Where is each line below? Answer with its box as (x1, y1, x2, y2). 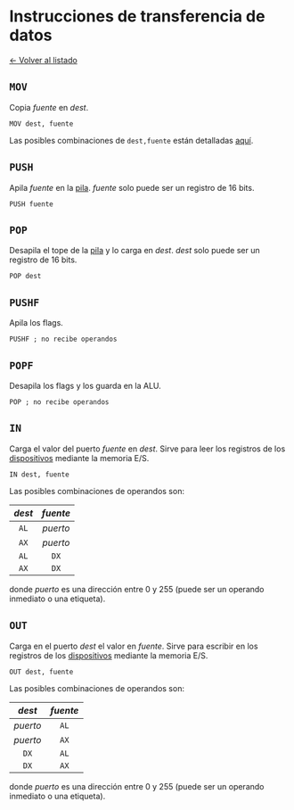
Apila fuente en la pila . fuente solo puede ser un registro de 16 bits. (9, 182, 255, 193)
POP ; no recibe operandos (9, 398, 110, 407)
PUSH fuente (9, 199, 53, 209)
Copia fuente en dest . (9, 102, 89, 112)
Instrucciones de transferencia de (9, 6, 265, 27)
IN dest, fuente (9, 470, 69, 479)
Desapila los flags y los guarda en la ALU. (9, 381, 162, 391)
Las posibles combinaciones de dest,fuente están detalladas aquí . (9, 135, 254, 145)
